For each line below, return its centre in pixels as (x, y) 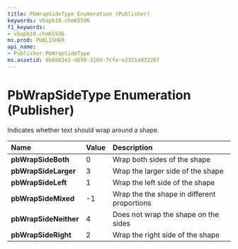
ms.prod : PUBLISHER (36, 40)
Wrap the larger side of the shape (168, 171)
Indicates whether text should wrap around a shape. (83, 130)
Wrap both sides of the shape (161, 159)
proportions (132, 203)
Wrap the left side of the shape (164, 182)
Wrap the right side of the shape (166, 235)
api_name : (22, 47)
